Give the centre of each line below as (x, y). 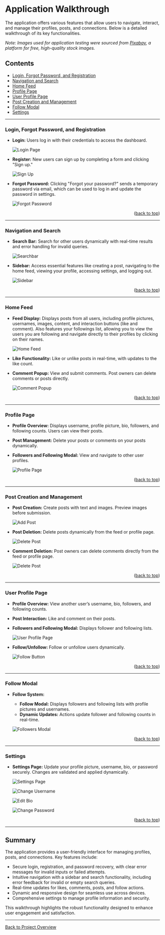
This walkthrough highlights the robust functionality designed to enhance (79, 907)
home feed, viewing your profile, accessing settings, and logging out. (82, 271)
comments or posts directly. (41, 378)
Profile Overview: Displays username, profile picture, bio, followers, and (85, 426)
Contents (20, 63)
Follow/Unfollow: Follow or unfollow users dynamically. (69, 647)
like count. (23, 363)
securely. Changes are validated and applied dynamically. (70, 772)
